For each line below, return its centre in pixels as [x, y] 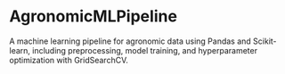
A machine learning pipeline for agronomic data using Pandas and [130, 41]
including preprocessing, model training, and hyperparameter [145, 50]
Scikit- [265, 41]
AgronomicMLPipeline [94, 16]
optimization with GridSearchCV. [69, 60]
